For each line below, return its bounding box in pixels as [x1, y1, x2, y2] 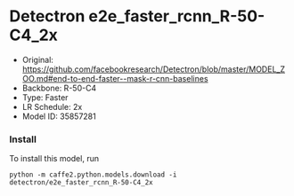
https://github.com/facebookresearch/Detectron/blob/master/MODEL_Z [21, 64, 285, 74]
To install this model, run [9, 153, 100, 164]
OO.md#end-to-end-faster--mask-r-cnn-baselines [21, 73, 208, 83]
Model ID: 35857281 [21, 111, 96, 122]
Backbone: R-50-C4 [21, 82, 97, 93]
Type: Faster [21, 91, 69, 103]
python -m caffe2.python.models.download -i [9, 170, 177, 179]
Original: [21, 54, 53, 65]
